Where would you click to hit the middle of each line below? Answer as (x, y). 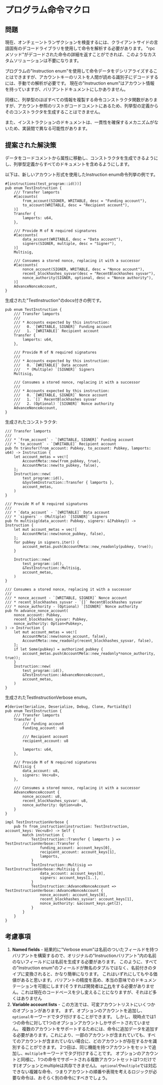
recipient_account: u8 (45, 741)
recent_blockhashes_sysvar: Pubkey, (51, 619)
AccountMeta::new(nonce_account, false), (65, 636)
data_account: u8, (41, 771)
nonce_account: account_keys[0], (74, 895)
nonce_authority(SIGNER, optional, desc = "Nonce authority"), (88, 278)
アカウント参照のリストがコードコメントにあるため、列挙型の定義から (88, 106)
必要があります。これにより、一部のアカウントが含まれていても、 (82, 1035)
